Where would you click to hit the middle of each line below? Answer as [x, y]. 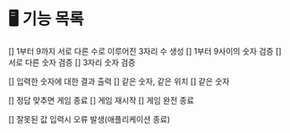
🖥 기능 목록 [46, 19]
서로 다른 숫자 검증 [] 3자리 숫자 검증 [72, 62]
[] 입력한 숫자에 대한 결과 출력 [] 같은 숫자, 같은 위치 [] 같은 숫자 [119, 81]
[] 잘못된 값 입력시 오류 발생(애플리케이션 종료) [90, 119]
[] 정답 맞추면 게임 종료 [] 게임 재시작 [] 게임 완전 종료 [101, 100]
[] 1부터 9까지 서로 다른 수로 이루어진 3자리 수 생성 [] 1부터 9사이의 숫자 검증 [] [145, 51]
